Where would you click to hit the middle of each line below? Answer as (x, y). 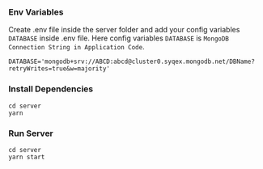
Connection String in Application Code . (76, 47)
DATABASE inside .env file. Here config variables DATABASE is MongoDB (119, 38)
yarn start (27, 157)
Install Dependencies (51, 89)
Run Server (31, 133)
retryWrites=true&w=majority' (59, 69)
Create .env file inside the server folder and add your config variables (124, 30)
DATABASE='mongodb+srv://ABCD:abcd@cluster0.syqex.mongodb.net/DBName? (131, 62)
